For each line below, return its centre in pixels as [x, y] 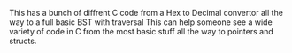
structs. [23, 41]
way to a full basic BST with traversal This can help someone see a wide [141, 22]
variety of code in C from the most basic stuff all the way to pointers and [142, 31]
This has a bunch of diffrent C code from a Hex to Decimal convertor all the [146, 13]
